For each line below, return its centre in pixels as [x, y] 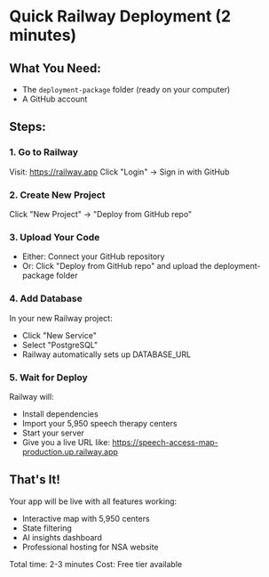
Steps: [28, 127]
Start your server [53, 433]
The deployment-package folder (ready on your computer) [126, 89]
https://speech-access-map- [166, 442]
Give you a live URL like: [66, 442]
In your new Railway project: [61, 318]
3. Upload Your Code [55, 237]
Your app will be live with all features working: [93, 501]
